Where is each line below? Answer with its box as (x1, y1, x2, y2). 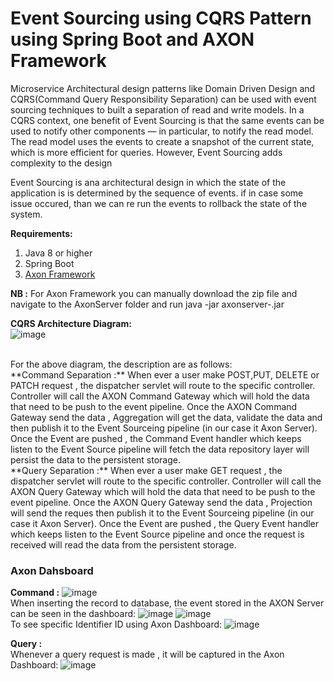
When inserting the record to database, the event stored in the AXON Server (10, 597, 325, 609)
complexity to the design (10, 157, 113, 169)
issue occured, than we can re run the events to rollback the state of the (10, 197, 308, 209)
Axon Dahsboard (10, 563, 94, 577)
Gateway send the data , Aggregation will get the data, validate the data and (10, 411, 323, 423)
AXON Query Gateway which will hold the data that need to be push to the (10, 485, 316, 497)
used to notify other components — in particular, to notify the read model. (10, 125, 314, 137)
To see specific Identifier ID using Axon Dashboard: (10, 618, 223, 631)
